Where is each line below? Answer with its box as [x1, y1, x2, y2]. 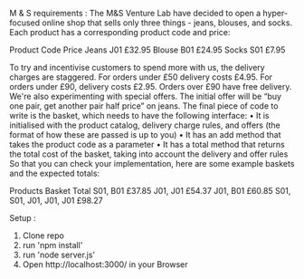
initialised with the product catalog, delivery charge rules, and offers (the [9, 120, 280, 130]
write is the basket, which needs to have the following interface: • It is [9, 111, 270, 120]
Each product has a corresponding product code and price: [9, 27, 231, 37]
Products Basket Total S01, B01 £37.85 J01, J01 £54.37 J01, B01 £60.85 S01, [9, 186, 291, 196]
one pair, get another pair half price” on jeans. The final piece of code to [9, 101, 279, 111]
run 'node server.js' [22, 249, 96, 260]
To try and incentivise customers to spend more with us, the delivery [9, 63, 265, 72]
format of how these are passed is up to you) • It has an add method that [9, 130, 282, 139]
